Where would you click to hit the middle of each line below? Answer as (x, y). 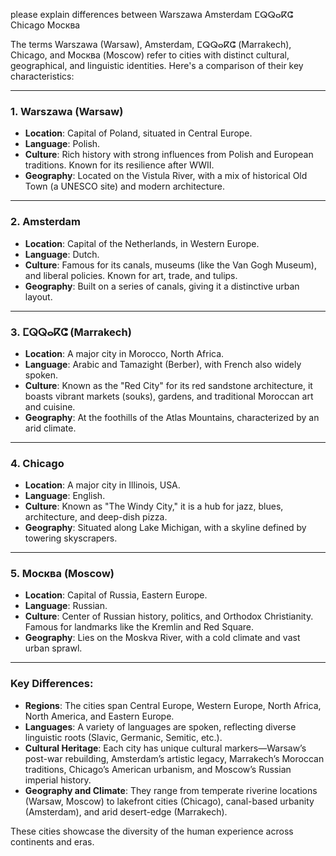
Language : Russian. (66, 606)
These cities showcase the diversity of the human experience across (152, 831)
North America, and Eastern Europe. (99, 716)
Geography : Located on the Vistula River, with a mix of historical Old (166, 176)
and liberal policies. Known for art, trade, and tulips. (131, 275)
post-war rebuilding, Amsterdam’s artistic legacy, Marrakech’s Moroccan (174, 758)
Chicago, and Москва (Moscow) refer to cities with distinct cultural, (150, 55)
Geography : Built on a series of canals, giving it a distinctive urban (162, 286)
